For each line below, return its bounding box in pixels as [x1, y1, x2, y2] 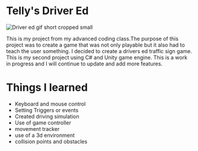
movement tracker [14, 125, 60, 132]
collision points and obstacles [14, 137, 88, 145]
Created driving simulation [14, 113, 79, 120]
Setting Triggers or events [14, 106, 79, 113]
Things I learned [6, 81, 88, 94]
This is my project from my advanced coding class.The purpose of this [6, 35, 179, 42]
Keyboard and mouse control [14, 100, 86, 107]
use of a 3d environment [14, 132, 75, 139]
